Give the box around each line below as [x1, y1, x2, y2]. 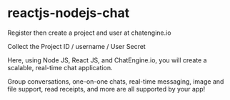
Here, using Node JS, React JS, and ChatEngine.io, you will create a [7, 55, 207, 65]
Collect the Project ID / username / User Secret [7, 42, 146, 50]
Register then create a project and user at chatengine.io [7, 28, 171, 37]
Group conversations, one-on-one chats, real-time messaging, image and [7, 77, 224, 86]
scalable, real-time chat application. [7, 63, 113, 72]
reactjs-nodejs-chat [7, 5, 130, 21]
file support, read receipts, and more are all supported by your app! [7, 84, 206, 93]
